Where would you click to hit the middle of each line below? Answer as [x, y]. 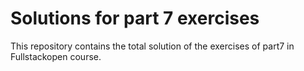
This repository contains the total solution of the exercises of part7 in [152, 46]
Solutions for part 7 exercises [135, 18]
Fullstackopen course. [56, 56]
